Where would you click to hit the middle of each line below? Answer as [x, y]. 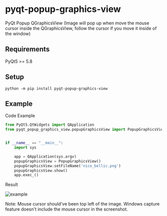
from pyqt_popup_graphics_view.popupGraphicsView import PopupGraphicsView [85, 130]
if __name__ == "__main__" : [34, 143]
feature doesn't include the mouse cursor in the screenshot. [67, 209]
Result [12, 185]
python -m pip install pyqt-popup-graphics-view [56, 88]
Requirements [27, 49]
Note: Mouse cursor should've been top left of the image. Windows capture [83, 204]
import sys [25, 148]
